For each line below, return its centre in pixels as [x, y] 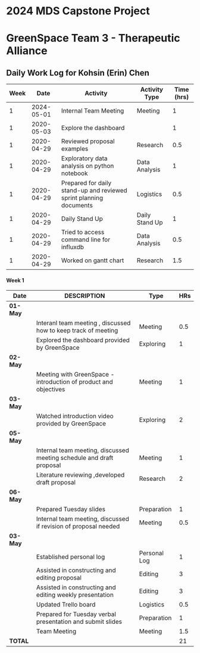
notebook [75, 173]
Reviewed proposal [88, 141]
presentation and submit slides [79, 622]
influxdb [73, 247]
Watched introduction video [75, 416]
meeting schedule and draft [75, 458]
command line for [86, 240]
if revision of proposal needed [78, 527]
